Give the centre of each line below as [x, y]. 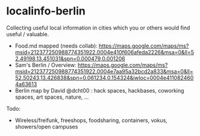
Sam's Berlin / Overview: [45, 65]
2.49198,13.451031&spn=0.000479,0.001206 [70, 58]
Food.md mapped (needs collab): [56, 46]
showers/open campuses [46, 126]
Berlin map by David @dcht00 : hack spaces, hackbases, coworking [100, 90]
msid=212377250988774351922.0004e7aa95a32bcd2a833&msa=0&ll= [104, 71]
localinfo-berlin [46, 11]
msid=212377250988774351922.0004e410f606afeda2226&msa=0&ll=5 [105, 52]
